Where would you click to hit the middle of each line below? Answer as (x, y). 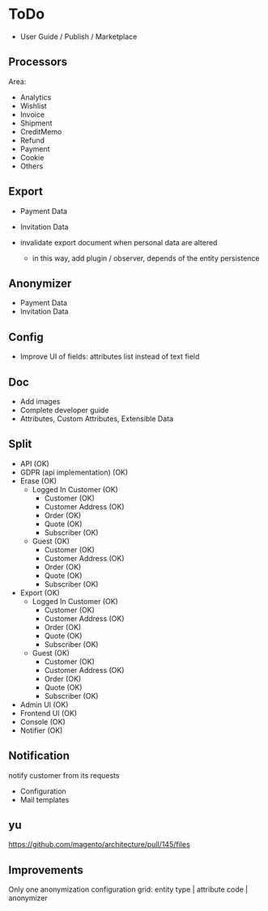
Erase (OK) (38, 481)
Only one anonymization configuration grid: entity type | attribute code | (128, 890)
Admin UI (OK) (44, 705)
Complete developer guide (64, 410)
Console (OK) (43, 722)
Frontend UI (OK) (49, 713)
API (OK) (35, 463)
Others (32, 166)
